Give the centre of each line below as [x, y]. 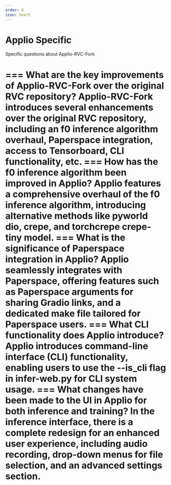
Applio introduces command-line [77, 346]
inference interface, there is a [69, 422]
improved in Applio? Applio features [83, 183]
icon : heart [18, 15]
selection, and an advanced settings [84, 465]
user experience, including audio [77, 443]
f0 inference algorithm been [66, 172]
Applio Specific [39, 40]
